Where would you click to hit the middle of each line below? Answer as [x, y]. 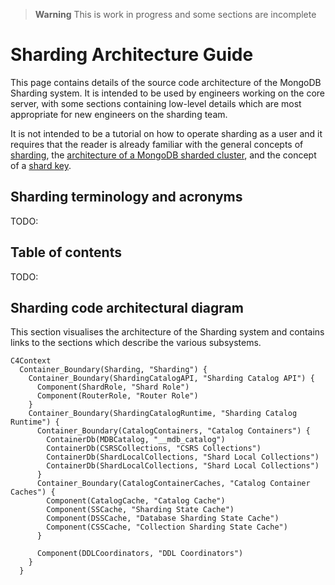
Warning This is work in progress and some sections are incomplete [175, 14]
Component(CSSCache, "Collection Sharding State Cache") [167, 527]
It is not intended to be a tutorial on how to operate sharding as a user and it [166, 133]
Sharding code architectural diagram [127, 307]
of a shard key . [41, 165]
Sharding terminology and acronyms [126, 197]
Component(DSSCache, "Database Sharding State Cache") [163, 519]
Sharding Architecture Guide [132, 55]
